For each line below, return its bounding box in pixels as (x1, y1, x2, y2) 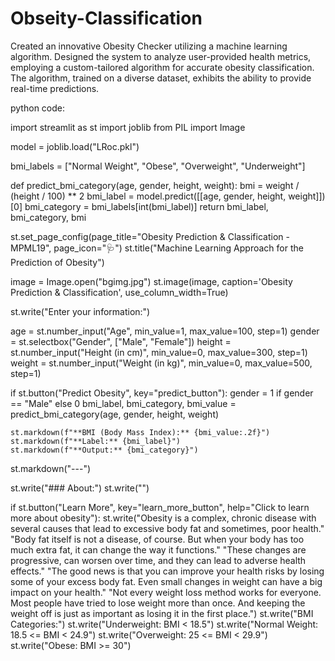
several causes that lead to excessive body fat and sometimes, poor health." (10, 522, 325, 534)
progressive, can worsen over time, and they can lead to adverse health (10, 554, 307, 566)
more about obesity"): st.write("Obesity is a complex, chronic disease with (10, 512, 317, 524)
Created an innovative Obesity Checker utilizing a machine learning (10, 40, 288, 52)
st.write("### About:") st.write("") (10, 482, 150, 494)
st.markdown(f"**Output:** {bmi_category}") (10, 445, 199, 455)
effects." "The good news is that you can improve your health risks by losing (10, 565, 325, 577)
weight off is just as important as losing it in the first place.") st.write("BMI (10, 607, 314, 619)
